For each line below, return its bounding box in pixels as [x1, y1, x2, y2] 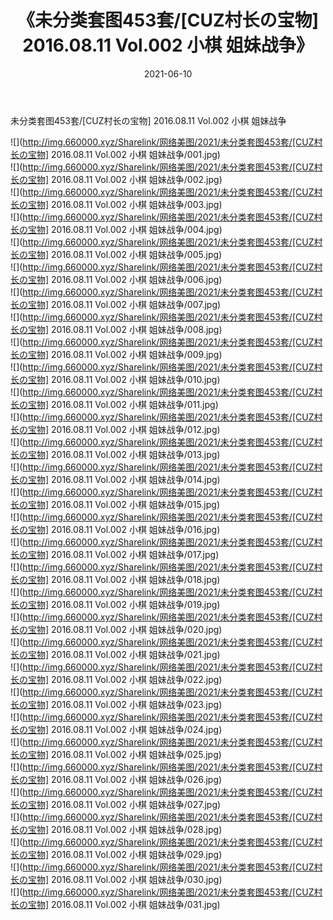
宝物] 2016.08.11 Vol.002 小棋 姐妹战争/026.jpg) [27, 773, 223, 785]
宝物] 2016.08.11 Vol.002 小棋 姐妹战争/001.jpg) [27, 148, 221, 160]
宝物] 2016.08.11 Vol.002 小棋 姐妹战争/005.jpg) [27, 248, 223, 260]
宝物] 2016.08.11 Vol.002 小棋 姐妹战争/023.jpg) [27, 698, 223, 710]
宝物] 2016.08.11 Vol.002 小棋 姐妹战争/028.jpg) [27, 823, 223, 835]
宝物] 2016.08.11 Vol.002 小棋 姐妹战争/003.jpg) [27, 198, 223, 210]
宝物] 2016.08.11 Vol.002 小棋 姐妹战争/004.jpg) [27, 223, 223, 235]
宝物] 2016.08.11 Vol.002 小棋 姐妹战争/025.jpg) [27, 748, 222, 760]
